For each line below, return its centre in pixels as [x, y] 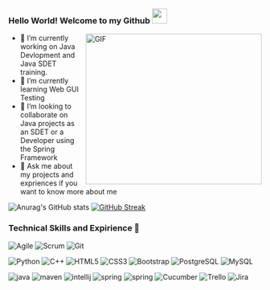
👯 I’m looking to [46, 106]
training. [34, 72]
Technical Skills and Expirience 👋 [74, 228]
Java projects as [47, 124]
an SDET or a [42, 132]
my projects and [47, 175]
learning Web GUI [49, 89]
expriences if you [49, 183]
